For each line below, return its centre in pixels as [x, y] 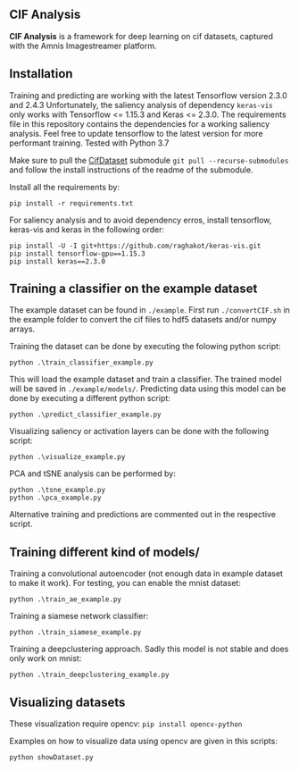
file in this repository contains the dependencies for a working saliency [140, 123]
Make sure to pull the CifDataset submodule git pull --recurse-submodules [149, 160]
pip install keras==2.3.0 [57, 261]
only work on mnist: [46, 658]
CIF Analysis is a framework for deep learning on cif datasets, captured [141, 36]
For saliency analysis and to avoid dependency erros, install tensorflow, [141, 220]
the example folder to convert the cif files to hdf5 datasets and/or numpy [143, 320]
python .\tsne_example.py [57, 490]
